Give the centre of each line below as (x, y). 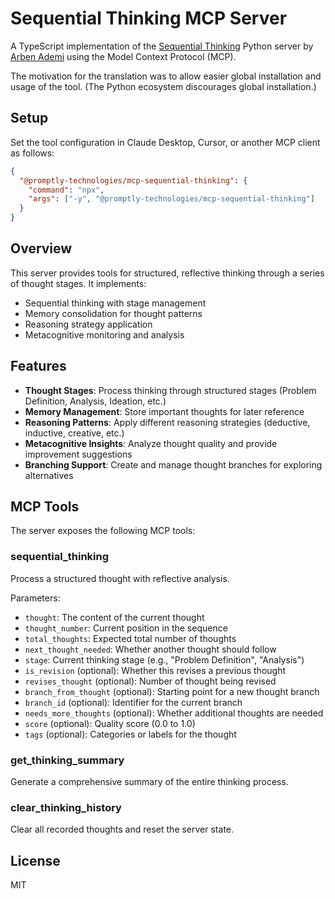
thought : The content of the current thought (114, 617)
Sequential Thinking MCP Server (149, 18)
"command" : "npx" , (66, 190)
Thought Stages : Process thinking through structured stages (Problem (170, 390)
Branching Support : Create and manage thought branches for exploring (173, 464)
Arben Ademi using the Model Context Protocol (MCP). (123, 56)
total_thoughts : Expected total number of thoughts (130, 638)
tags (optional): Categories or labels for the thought (130, 734)
